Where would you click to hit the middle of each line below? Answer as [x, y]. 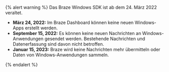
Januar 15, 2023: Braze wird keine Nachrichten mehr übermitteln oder [86, 49]
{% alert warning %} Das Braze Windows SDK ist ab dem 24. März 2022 [81, 7]
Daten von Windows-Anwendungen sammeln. [61, 55]
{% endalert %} [22, 65]
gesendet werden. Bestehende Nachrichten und [95, 39]
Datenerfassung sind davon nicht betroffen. [58, 44]
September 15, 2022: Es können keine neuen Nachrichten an [77, 33]
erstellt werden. [41, 28]
